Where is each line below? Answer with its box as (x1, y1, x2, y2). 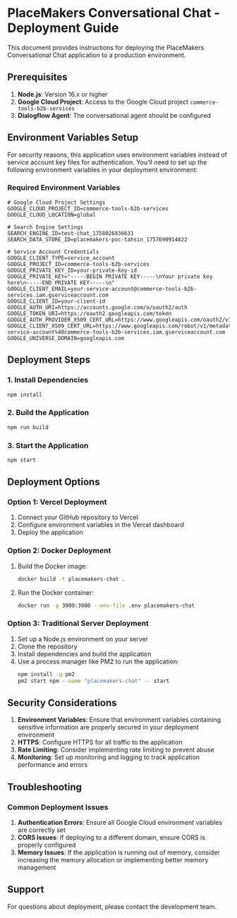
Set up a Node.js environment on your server (17, 634, 149, 643)
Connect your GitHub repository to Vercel (17, 513, 139, 521)
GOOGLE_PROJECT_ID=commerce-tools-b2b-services (7, 260, 150, 267)
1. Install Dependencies (7, 375, 89, 385)
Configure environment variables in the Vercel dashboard (17, 521, 185, 529)
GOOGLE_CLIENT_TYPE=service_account (7, 254, 115, 262)
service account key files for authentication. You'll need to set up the (7, 157, 207, 167)
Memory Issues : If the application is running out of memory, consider (17, 848, 220, 857)
